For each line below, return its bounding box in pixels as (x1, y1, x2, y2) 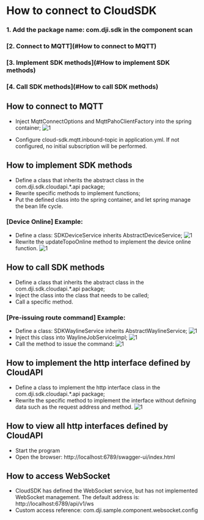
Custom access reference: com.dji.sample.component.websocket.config (15, 507, 199, 514)
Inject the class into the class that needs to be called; (15, 291, 150, 299)
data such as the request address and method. (15, 403, 133, 410)
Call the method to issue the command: (15, 340, 114, 347)
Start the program (15, 447, 60, 454)
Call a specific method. (15, 298, 73, 305)
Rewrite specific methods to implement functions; (15, 189, 140, 196)
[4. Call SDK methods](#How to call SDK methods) (6, 82, 159, 91)
